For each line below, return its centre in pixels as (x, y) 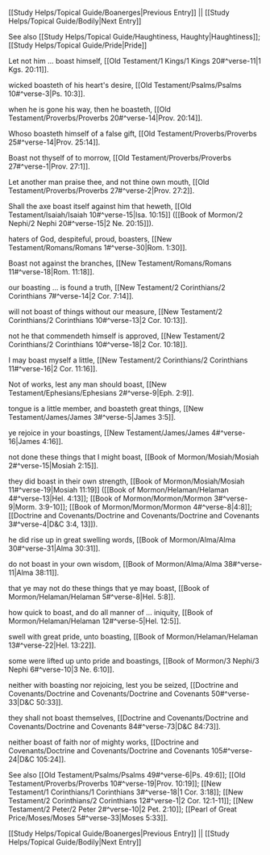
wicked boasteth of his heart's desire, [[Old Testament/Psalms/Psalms (125, 85)
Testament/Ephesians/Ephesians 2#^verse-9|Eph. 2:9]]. (101, 393)
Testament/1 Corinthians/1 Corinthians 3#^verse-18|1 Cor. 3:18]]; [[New (126, 792)
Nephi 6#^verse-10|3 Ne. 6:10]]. (61, 669)
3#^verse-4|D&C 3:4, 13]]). (53, 524)
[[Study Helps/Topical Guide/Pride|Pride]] (78, 45)
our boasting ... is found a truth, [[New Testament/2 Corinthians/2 (117, 287)
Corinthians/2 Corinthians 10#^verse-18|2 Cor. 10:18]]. (98, 344)
